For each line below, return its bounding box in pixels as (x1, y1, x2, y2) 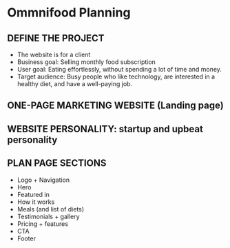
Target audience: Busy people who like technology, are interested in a (17, 72, 216, 81)
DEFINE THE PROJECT (7, 32, 105, 44)
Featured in (17, 190, 50, 198)
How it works (17, 198, 55, 206)
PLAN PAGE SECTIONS (7, 157, 107, 169)
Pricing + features (17, 219, 69, 228)
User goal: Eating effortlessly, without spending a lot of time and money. (17, 65, 222, 73)
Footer (17, 234, 36, 242)
